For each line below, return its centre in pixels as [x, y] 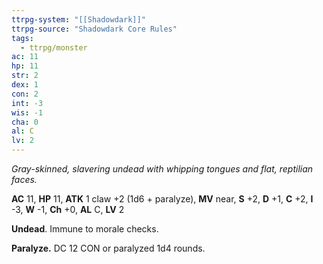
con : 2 [25, 94]
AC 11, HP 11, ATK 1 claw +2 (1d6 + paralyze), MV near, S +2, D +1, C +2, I [162, 199]
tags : [22, 38]
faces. [24, 179]
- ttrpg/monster [54, 47]
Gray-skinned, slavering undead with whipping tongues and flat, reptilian [162, 169]
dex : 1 [25, 85]
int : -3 [27, 103]
